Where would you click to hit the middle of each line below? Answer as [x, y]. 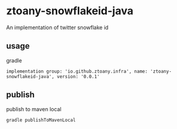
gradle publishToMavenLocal [41, 120]
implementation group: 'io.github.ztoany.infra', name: [77, 71]
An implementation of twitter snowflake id [58, 27]
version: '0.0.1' [78, 76]
